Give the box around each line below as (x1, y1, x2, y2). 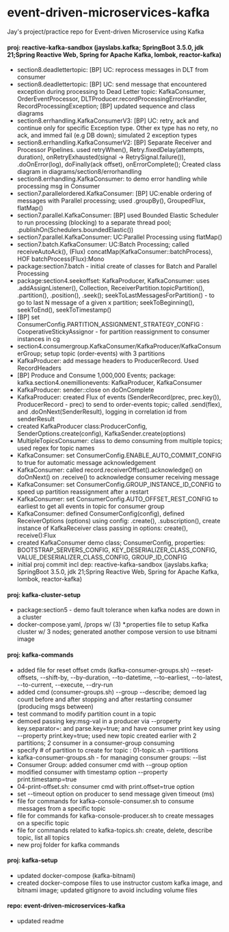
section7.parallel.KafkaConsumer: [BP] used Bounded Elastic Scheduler (16, 211, 219, 220)
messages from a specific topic (16, 804, 106, 812)
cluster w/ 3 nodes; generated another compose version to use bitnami (16, 628, 217, 636)
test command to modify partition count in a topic (16, 709, 157, 718)
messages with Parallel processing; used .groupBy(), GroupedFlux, (16, 197, 206, 205)
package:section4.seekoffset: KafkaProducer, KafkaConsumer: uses (16, 277, 210, 285)
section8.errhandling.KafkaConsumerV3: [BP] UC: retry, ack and (16, 116, 200, 125)
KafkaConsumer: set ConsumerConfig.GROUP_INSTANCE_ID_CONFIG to (16, 481, 221, 489)
